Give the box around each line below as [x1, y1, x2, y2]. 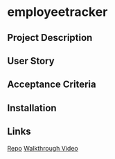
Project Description [7, 32, 93, 44]
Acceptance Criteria [7, 79, 96, 91]
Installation [7, 102, 57, 114]
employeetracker [7, 4, 108, 20]
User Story [7, 55, 55, 66]
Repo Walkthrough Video [7, 144, 78, 152]
